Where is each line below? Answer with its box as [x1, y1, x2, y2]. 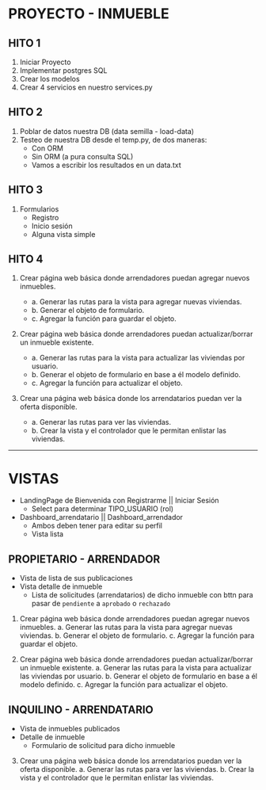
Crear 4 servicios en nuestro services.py [19, 82, 153, 92]
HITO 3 [8, 183, 44, 197]
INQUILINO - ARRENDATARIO [8, 703, 154, 716]
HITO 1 [8, 36, 41, 50]
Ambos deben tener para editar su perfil [31, 521, 163, 531]
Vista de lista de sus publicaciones [19, 574, 133, 583]
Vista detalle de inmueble [19, 582, 103, 591]
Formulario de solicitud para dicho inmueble [31, 741, 176, 750]
